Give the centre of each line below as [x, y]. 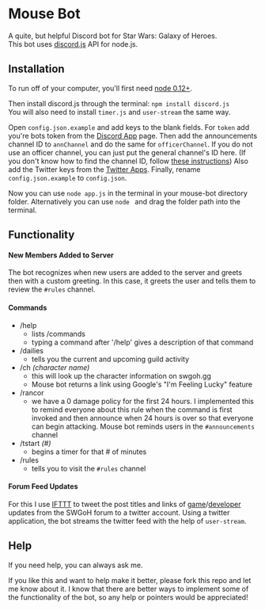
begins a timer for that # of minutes [89, 452]
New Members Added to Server [61, 255]
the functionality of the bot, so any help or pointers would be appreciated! [128, 597]
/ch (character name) [55, 367]
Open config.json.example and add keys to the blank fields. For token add [129, 127]
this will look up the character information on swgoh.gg [121, 376]
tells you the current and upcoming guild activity [110, 359]
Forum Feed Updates [43, 486]
